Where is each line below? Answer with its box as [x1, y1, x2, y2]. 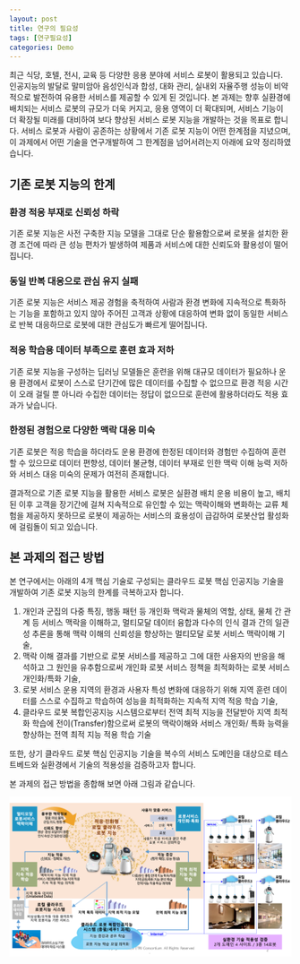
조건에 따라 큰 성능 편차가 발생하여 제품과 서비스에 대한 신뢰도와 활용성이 [18, 238, 272, 250]
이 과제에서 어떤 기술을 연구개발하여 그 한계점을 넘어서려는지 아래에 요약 [9, 137, 261, 148]
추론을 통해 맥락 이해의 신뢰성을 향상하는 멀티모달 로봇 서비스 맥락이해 [31, 628, 276, 639]
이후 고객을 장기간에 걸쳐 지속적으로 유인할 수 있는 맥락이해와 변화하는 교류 [18, 498, 279, 510]
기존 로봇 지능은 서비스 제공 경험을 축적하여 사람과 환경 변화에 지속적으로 [9, 297, 262, 308]
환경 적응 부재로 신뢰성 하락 [9, 206, 120, 219]
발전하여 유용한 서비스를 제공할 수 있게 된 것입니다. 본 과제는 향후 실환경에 [32, 92, 291, 103]
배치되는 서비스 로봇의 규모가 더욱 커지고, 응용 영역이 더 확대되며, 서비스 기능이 [9, 103, 284, 114]
